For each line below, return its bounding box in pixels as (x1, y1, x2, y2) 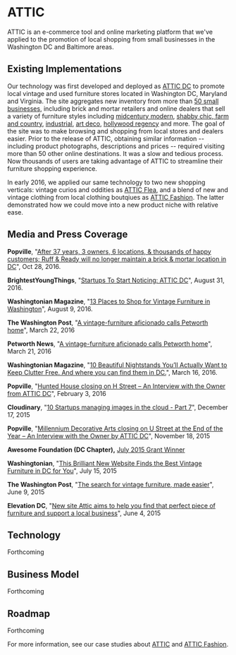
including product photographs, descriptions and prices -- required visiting (7, 142, 225, 150)
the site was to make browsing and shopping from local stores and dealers (7, 126, 224, 135)
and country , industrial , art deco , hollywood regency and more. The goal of (7, 119, 225, 128)
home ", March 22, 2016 (7, 325, 75, 334)
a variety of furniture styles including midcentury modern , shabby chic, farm (7, 112, 229, 120)
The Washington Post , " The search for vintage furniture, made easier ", (7, 480, 214, 488)
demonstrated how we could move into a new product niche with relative (7, 200, 218, 209)
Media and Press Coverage (7, 229, 128, 241)
